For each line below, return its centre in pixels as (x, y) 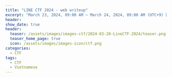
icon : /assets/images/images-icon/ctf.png (56, 44)
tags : (11, 58)
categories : (18, 48)
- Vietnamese (24, 67)
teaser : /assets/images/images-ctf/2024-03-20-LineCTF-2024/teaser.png (88, 34)
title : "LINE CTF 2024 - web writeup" (47, 10)
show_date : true (23, 24)
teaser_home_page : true (35, 39)
